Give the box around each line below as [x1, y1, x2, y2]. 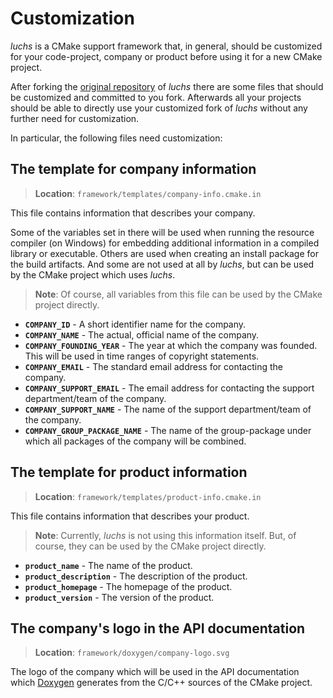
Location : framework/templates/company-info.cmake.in [34, 187, 262, 199]
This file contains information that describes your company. [10, 207, 256, 219]
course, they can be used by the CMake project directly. [34, 540, 267, 552]
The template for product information [10, 464, 248, 481]
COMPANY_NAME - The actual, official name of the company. [24, 328, 260, 341]
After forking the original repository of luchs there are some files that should [10, 80, 324, 92]
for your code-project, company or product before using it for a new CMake [10, 50, 323, 62]
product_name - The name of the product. [24, 559, 193, 571]
